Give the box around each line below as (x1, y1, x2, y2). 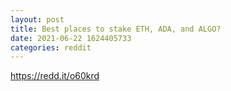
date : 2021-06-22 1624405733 (10, 33, 132, 43)
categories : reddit (10, 42, 92, 53)
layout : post (10, 14, 65, 25)
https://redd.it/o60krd (10, 70, 100, 82)
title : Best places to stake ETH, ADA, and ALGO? (10, 24, 222, 34)
